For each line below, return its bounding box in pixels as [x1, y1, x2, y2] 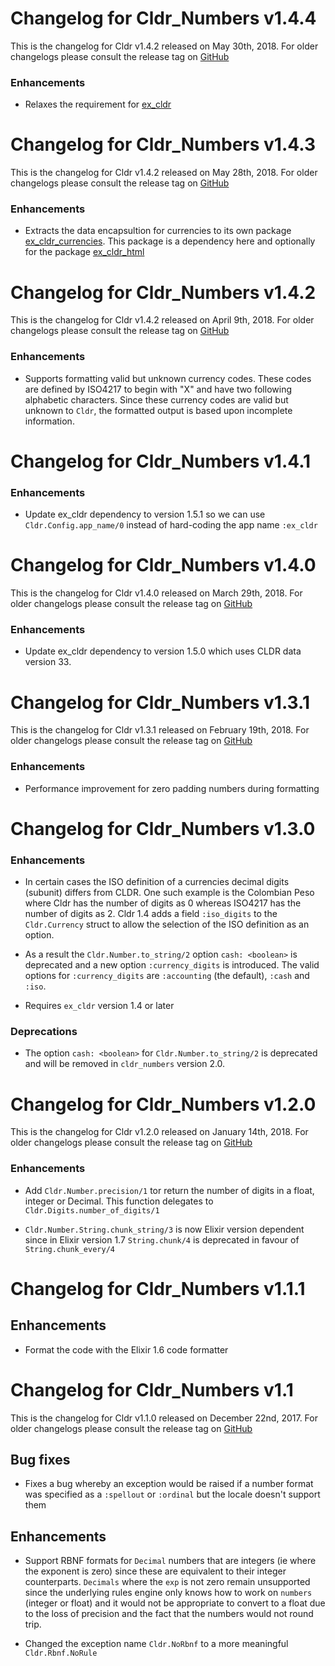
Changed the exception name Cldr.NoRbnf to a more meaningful [24, 1638, 289, 1650]
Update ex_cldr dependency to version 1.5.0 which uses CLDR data [24, 645, 302, 657]
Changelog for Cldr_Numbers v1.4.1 [10, 450, 312, 472]
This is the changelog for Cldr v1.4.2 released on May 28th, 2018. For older [10, 167, 318, 179]
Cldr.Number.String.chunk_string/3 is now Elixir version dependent [24, 1223, 305, 1235]
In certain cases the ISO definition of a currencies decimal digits [24, 876, 290, 888]
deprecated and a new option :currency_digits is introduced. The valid [24, 959, 320, 971]
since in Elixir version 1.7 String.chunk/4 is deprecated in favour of [24, 1233, 300, 1246]
